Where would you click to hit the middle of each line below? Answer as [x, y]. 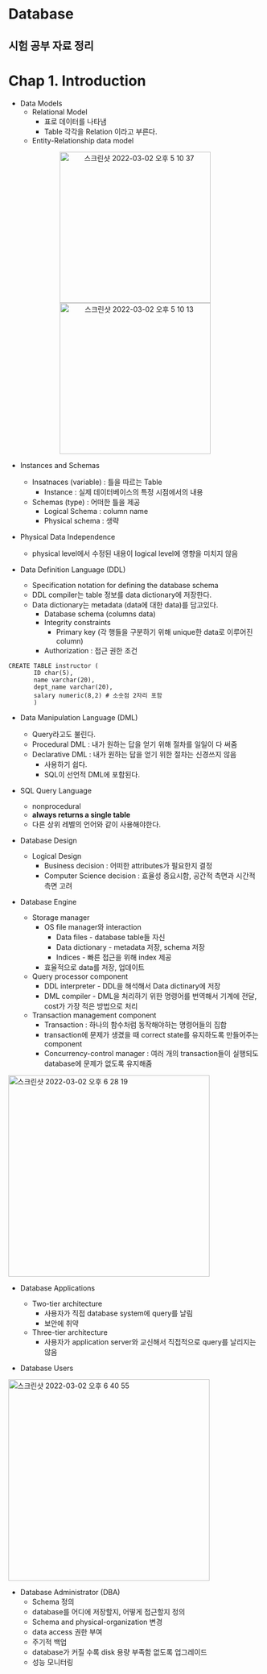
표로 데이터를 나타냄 [75, 121]
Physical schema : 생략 [81, 520]
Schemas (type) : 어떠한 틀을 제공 [86, 502]
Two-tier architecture [67, 1303]
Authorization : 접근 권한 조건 [91, 650]
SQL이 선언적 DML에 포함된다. [92, 774]
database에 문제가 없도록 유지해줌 [98, 1063]
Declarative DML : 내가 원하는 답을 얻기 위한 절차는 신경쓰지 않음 [134, 754]
